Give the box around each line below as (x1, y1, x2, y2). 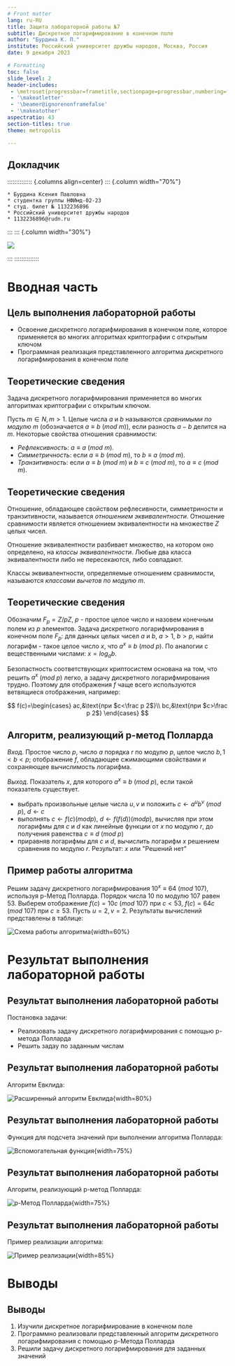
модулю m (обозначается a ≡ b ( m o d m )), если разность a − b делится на (7, 423, 227, 431)
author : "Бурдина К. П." (7, 36, 80, 43)
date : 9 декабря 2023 (7, 50, 71, 57)
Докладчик (7, 159, 60, 171)
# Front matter (7, 10, 52, 17)
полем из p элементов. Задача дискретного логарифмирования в (7, 624, 204, 633)
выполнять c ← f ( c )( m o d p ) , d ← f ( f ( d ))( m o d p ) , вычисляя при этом (17, 815, 213, 823)
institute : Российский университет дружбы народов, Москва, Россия (7, 43, 208, 50)
